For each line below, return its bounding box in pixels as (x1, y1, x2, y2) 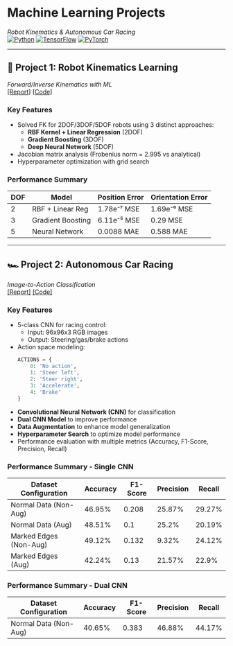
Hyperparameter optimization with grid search (17, 157, 150, 166)
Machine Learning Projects (7, 5, 166, 21)
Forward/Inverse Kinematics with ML (7, 80, 112, 88)
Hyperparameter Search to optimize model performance (17, 430, 181, 438)
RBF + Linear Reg (32, 204, 89, 214)
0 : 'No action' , (30, 363, 77, 370)
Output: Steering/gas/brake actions (27, 335, 128, 344)
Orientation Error (150, 193, 208, 202)
